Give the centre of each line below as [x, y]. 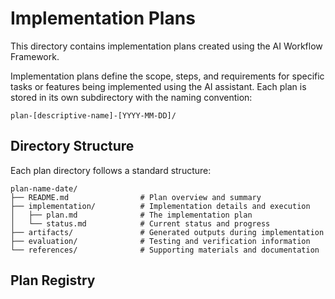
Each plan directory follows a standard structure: [111, 170]
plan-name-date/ [44, 188]
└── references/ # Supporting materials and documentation [165, 250]
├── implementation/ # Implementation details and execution [160, 206]
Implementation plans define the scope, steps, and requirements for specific [167, 76]
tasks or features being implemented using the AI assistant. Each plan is [158, 86]
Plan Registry [53, 280]
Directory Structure [72, 146]
